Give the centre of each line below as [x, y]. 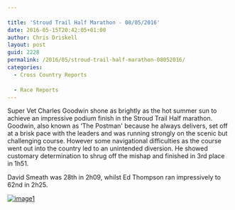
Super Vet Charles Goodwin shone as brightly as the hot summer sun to [112, 111]
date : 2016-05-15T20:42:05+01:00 [57, 30]
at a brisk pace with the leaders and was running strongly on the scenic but [117, 133]
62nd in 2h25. [28, 185]
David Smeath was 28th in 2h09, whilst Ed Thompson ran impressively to [114, 177]
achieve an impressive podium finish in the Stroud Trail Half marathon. [110, 118]
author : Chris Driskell [43, 38]
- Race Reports [36, 90]
